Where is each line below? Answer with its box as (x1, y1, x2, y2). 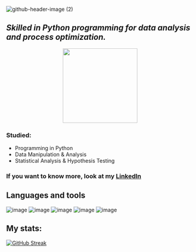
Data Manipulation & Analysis (14, 151, 87, 158)
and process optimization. (6, 32, 106, 42)
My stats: (6, 223, 42, 234)
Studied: (6, 131, 32, 139)
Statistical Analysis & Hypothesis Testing (14, 157, 115, 164)
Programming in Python (14, 145, 73, 152)
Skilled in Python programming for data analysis (6, 23, 191, 33)
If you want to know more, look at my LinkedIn (6, 172, 142, 181)
